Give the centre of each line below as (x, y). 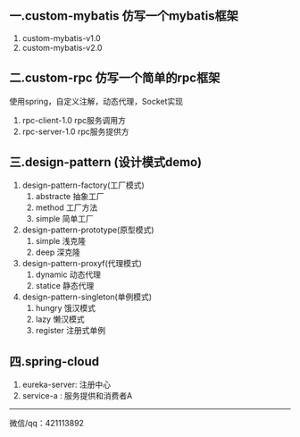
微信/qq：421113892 (47, 424)
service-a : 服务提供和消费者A (77, 396)
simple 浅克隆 (61, 241)
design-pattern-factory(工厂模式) (83, 185)
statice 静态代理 (65, 286)
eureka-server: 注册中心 (67, 385)
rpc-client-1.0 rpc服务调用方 (74, 120)
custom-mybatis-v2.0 (62, 47)
